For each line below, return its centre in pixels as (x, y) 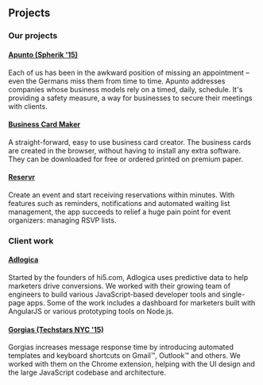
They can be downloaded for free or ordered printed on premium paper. (126, 159)
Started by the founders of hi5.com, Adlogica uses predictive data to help (128, 278)
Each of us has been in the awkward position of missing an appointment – (129, 72)
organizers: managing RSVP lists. (62, 220)
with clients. (28, 106)
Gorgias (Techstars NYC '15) (56, 329)
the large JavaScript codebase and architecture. (87, 372)
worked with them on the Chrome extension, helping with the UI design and (132, 364)
